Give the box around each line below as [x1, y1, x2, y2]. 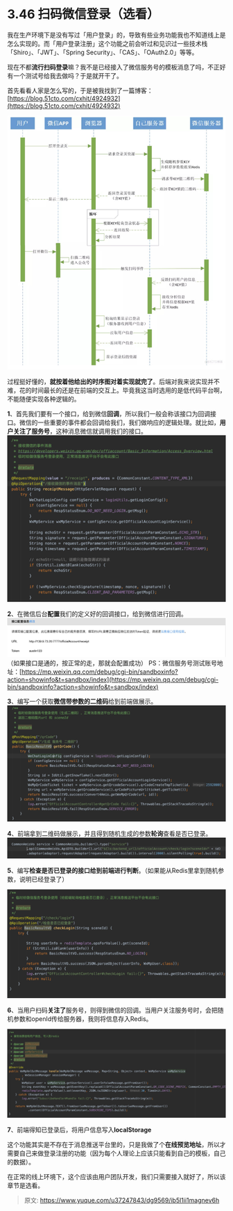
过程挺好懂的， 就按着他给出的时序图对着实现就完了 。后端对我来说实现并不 [7, 377, 220, 386]
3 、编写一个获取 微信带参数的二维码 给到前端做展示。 [7, 697, 157, 705]
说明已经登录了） [19, 875, 68, 884]
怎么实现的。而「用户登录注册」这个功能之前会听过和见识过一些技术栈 [7, 39, 208, 47]
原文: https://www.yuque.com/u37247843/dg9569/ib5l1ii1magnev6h [24, 1196, 220, 1205]
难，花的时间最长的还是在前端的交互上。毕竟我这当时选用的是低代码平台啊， [7, 386, 226, 394]
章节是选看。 [7, 1181, 44, 1190]
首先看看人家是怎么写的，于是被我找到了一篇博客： [7, 86, 153, 95]
